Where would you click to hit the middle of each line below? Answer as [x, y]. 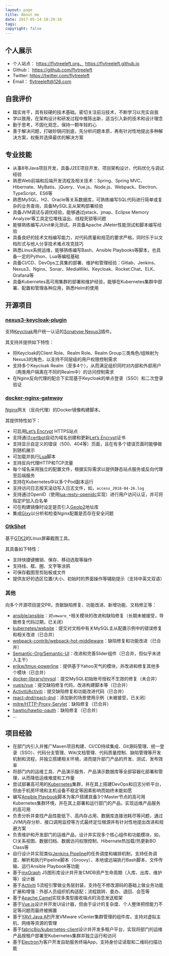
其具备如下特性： [23, 549]
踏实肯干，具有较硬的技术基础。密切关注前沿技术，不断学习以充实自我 [86, 112]
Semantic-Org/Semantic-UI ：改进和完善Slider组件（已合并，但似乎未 [84, 653]
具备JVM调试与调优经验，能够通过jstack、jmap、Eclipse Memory [81, 212]
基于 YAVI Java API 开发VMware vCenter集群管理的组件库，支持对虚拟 [84, 917]
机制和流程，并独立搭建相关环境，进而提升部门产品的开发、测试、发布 [86, 759]
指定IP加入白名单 [30, 500]
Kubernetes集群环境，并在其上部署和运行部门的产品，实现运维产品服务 [86, 803]
